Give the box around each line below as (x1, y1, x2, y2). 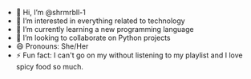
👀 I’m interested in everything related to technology (15, 16, 186, 26)
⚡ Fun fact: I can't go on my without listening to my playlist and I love (15, 50, 243, 60)
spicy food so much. (15, 62, 84, 71)
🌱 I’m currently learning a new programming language (15, 25, 194, 34)
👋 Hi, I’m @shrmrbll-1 (15, 8, 86, 17)
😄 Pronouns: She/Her (15, 41, 89, 51)
